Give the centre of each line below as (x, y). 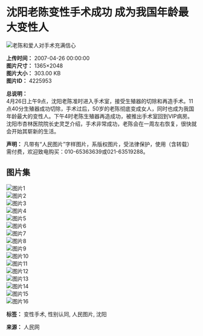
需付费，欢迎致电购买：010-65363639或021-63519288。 (78, 151)
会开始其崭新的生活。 (33, 131)
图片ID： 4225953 (29, 81)
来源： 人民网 (23, 327)
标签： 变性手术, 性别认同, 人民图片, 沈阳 (56, 314)
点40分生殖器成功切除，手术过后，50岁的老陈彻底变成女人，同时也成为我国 (100, 109)
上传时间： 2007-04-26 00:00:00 (48, 58)
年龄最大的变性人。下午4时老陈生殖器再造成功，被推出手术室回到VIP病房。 (100, 116)
